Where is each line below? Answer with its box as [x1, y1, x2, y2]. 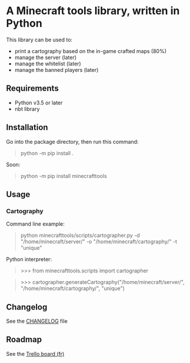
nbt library [14, 105, 40, 113]
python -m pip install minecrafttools [20, 172, 107, 179]
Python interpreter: [6, 256, 52, 263]
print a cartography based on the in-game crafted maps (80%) [14, 47, 166, 54]
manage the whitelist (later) [14, 60, 81, 67]
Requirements [6, 84, 59, 94]
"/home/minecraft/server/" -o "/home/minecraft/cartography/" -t [20, 238, 178, 245]
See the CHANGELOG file [6, 318, 68, 325]
